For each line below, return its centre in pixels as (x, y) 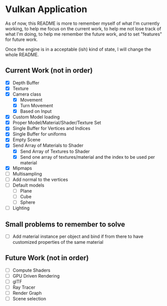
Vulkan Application (46, 9)
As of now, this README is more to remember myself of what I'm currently (82, 23)
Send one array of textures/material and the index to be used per (88, 157)
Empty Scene (26, 140)
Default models (28, 185)
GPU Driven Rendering (36, 276)
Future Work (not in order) (47, 258)
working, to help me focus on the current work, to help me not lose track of (83, 28)
